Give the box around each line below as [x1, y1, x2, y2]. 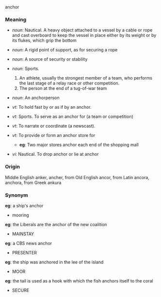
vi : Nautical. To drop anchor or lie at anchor [12, 151, 99, 157]
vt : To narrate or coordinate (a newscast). [12, 123, 96, 129]
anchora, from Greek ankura [5, 180, 62, 185]
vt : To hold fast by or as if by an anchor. [12, 104, 92, 110]
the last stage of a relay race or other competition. [19, 80, 120, 86]
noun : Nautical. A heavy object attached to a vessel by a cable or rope [12, 27, 153, 33]
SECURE [12, 287, 30, 293]
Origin [5, 164, 20, 170]
